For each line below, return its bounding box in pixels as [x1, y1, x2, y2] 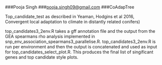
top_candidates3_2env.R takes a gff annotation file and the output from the [5, 28, 155, 34]
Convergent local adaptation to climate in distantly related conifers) [5, 19, 141, 24]
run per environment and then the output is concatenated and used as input [5, 44, 158, 49]
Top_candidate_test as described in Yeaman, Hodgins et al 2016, [5, 14, 135, 19]
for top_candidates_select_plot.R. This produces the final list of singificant [5, 49, 154, 55]
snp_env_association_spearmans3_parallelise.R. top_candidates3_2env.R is [5, 39, 156, 44]
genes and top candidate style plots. [5, 54, 79, 60]
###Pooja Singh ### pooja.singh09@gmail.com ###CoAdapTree [5, 4, 135, 10]
